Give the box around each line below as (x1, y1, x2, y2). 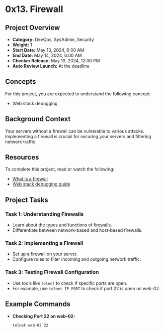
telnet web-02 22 (12, 323, 49, 328)
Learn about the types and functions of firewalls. (12, 222, 112, 228)
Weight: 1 (12, 42, 32, 48)
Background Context (5, 115, 71, 123)
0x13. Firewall (5, 3, 64, 15)
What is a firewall (12, 176, 48, 182)
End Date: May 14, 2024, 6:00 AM (12, 52, 82, 58)
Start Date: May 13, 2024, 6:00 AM (12, 47, 84, 53)
